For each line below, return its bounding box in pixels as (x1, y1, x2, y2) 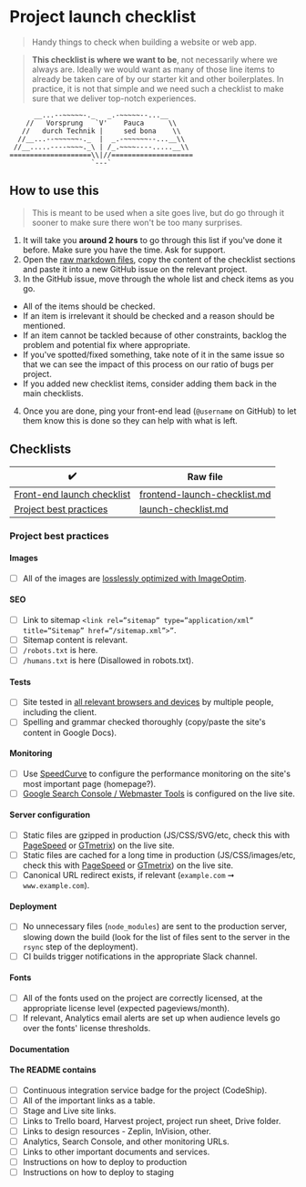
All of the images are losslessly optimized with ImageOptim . (22, 572, 248, 584)
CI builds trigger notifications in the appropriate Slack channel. (22, 950, 258, 962)
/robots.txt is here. (22, 645, 98, 656)
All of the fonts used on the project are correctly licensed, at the (22, 992, 263, 1003)
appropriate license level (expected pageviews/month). (22, 1002, 230, 1013)
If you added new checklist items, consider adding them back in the (22, 378, 278, 389)
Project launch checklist (9, 6, 197, 27)
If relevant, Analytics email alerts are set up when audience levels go (22, 1012, 280, 1023)
